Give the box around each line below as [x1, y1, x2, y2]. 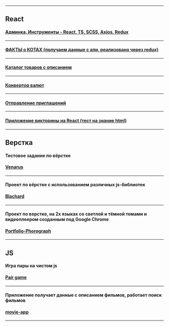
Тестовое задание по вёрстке [5, 152, 71, 158]
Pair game [5, 274, 27, 280]
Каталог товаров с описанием [5, 64, 72, 71]
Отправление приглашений [5, 99, 66, 106]
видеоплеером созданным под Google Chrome [5, 216, 109, 223]
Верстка [5, 138, 33, 147]
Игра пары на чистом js [5, 263, 57, 269]
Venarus [5, 164, 24, 170]
